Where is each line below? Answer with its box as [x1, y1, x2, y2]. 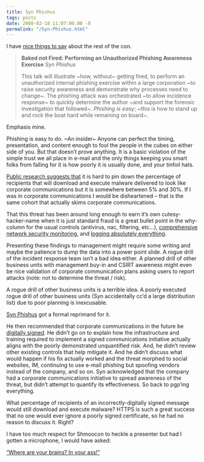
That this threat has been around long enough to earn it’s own [6, 211, 161, 218]
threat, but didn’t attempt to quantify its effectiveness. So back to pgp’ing [6, 381, 189, 388]
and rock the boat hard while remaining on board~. [21, 112, 149, 119]
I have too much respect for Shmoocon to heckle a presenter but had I [6, 430, 182, 438]
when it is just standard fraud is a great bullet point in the [41, 217, 183, 224]
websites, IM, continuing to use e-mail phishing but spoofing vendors [6, 361, 180, 369]
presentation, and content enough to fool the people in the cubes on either [6, 141, 193, 149]
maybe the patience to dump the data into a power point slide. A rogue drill [6, 248, 194, 256]
